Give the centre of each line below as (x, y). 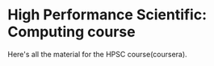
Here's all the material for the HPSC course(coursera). (97, 54)
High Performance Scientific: (107, 15)
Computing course (71, 32)
